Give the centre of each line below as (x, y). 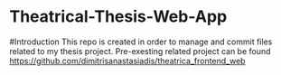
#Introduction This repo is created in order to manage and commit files (141, 42)
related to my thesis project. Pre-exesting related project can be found (140, 51)
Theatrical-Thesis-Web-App (118, 17)
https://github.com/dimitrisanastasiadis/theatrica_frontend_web (127, 61)
